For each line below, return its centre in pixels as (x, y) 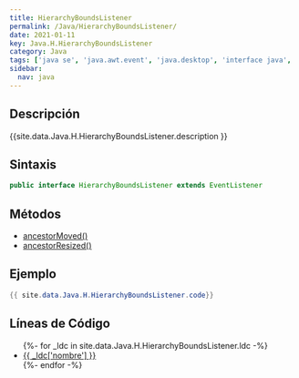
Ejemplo (33, 274)
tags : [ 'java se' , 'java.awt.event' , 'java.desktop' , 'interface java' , (150, 60)
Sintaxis (33, 164)
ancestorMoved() (55, 236)
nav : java (36, 77)
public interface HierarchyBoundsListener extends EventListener (136, 186)
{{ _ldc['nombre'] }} (59, 355)
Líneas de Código (60, 324)
